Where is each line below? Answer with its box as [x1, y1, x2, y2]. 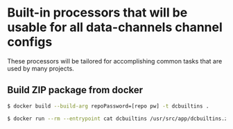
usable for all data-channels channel [7, 19, 223, 35]
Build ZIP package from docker [7, 84, 144, 96]
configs [7, 34, 53, 50]
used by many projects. [7, 64, 74, 72]
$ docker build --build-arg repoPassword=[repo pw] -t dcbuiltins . [7, 102, 209, 110]
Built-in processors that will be [7, 5, 188, 21]
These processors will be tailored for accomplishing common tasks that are [7, 57, 223, 65]
